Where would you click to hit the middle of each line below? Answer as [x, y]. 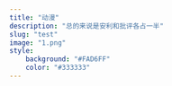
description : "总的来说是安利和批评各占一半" [86, 26]
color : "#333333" [58, 68]
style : [22, 51]
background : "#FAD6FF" [68, 59]
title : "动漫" [35, 17]
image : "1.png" [38, 43]
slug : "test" [34, 34]
